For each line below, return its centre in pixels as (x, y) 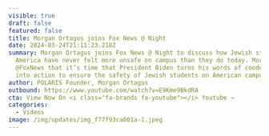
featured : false (35, 30)
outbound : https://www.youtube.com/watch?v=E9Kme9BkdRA (103, 90)
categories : (28, 105)
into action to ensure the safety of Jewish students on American (128, 75)
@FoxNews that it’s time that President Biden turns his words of (128, 68)
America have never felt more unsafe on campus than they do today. (132, 61)
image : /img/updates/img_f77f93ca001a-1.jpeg (85, 120)
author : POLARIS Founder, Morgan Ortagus (78, 82)
